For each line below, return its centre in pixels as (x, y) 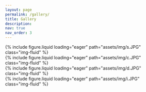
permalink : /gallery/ (27, 14)
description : (19, 24)
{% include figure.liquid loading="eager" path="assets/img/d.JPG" (73, 68)
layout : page (19, 10)
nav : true (15, 28)
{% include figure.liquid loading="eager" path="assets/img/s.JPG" (73, 47)
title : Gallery (21, 19)
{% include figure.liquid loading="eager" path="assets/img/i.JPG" (73, 79)
